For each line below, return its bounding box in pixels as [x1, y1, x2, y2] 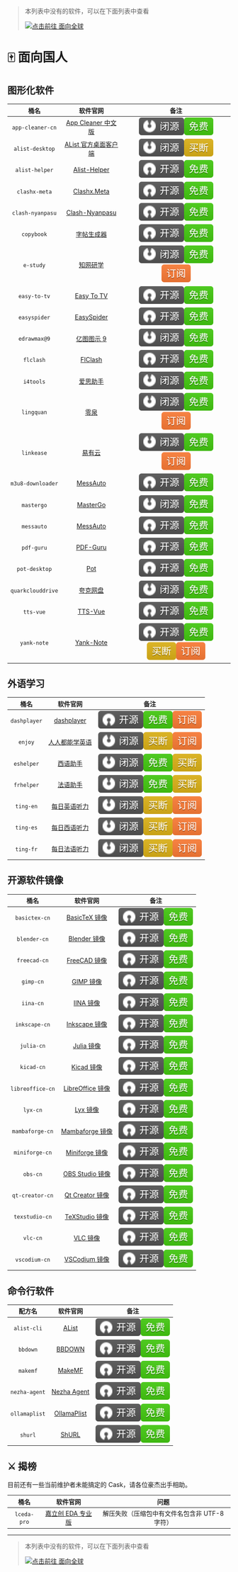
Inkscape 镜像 [66, 1020, 108, 1029]
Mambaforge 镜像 [61, 1126, 113, 1136]
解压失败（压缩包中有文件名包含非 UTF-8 [102, 1509, 225, 1517]
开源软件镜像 [7, 874, 64, 886]
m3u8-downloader [10, 480, 59, 487]
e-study [23, 261, 46, 268]
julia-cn [20, 1043, 46, 1050]
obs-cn [23, 1170, 42, 1178]
